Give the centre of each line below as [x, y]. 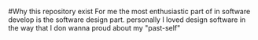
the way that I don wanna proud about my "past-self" [94, 28]
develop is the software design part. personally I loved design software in [127, 20]
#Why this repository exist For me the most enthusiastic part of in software [129, 11]
